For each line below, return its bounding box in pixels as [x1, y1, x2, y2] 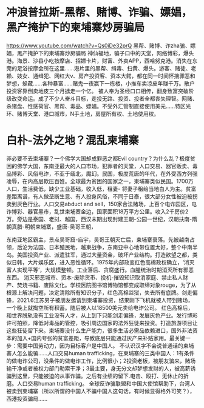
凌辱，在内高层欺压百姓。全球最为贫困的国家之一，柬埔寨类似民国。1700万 [6, 177, 194, 185]
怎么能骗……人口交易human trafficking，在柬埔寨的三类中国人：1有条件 [16, 349, 195, 356]
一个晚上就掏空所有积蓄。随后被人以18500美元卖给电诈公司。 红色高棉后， [6, 304, 194, 311]
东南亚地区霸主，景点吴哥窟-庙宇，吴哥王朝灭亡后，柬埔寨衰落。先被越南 [6, 236, 190, 243]
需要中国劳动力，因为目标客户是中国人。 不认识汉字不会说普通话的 [16, 342, 183, 349]
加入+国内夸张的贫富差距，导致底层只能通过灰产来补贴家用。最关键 [16, 334, 186, 341]
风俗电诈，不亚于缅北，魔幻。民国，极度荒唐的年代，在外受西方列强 [27, 170, 198, 177]
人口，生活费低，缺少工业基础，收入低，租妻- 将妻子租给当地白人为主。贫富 [6, 185, 197, 192]
